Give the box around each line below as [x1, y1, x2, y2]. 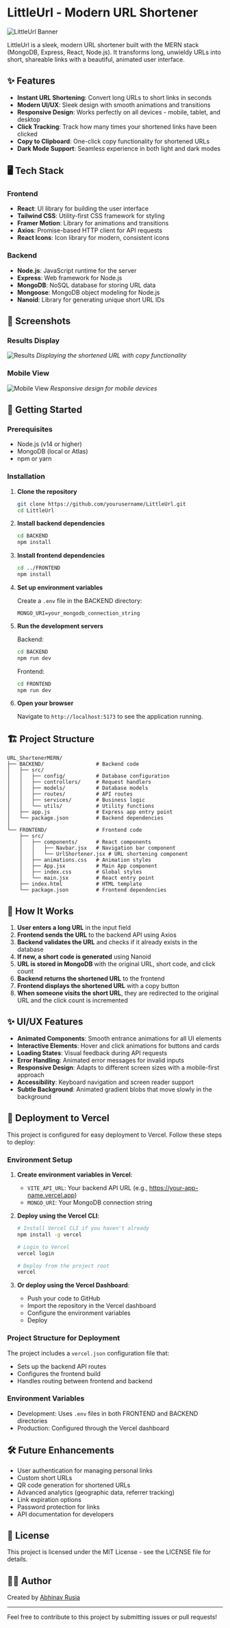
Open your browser [16, 699, 74, 707]
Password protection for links [16, 1503, 101, 1511]
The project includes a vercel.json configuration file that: [7, 1348, 170, 1357]
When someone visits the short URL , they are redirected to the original [16, 989, 219, 998]
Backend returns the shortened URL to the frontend [16, 974, 166, 983]
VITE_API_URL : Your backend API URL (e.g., [27, 1184, 149, 1192]
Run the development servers [16, 621, 104, 630]
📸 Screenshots [7, 315, 71, 327]
